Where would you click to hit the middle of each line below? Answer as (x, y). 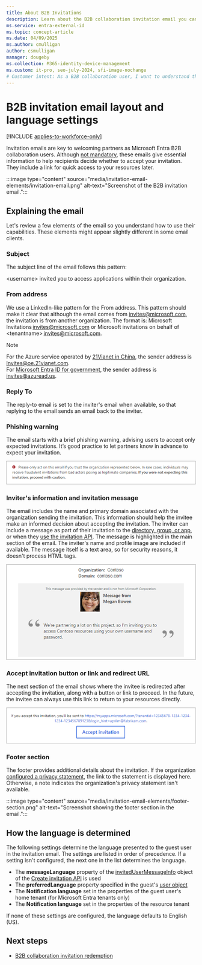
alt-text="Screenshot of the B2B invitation (136, 186)
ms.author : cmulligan (33, 45)
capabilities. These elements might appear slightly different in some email (97, 232)
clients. (15, 238)
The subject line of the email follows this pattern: (67, 267)
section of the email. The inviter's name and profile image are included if (96, 543)
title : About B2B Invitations (44, 13)
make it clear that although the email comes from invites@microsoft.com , (97, 314)
